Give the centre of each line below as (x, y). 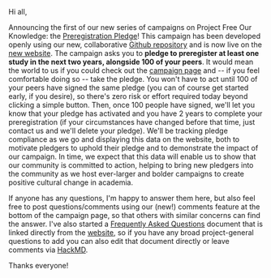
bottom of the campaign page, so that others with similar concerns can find (135, 215)
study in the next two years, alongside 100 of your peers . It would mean (131, 62)
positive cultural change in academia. (71, 182)
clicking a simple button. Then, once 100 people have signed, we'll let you (132, 105)
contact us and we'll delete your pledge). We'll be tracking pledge (118, 130)
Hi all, (18, 12)
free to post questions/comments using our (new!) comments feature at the (134, 207)
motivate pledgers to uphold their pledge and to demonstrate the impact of (133, 148)
